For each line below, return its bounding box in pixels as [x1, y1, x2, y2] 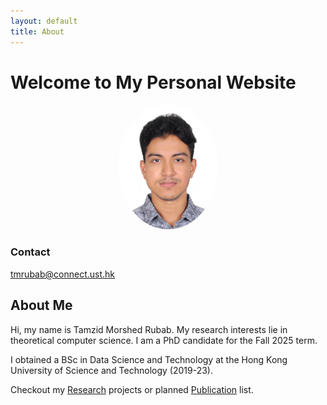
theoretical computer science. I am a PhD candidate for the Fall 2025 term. [10, 334, 318, 346]
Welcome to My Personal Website [10, 71, 297, 94]
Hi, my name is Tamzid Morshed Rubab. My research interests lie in [10, 323, 288, 335]
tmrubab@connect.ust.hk [10, 268, 116, 280]
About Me [10, 297, 73, 314]
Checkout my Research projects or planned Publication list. [10, 383, 254, 395]
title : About [10, 26, 65, 37]
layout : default [10, 16, 78, 26]
